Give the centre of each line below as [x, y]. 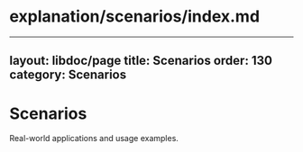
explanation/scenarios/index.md [134, 17]
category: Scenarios [68, 75]
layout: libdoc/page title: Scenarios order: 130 [141, 61]
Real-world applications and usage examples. [94, 139]
